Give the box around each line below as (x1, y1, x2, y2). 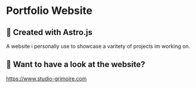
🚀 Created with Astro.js (6, 27, 93, 37)
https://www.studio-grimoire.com (6, 75, 87, 82)
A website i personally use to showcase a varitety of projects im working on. (6, 43, 191, 50)
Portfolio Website (6, 4, 93, 17)
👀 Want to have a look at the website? (6, 59, 146, 69)
